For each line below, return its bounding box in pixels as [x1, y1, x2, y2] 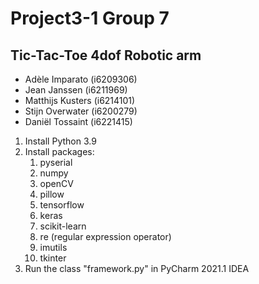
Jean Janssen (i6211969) [24, 84, 128, 96]
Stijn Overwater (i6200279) [24, 105, 138, 117]
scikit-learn [39, 220, 87, 232]
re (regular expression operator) [39, 231, 172, 242]
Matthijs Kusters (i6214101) [24, 95, 136, 106]
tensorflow [39, 199, 85, 211]
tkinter [39, 252, 67, 264]
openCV [39, 178, 74, 189]
